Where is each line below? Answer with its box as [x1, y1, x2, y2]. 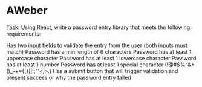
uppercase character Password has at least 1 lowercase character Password [6, 54, 197, 62]
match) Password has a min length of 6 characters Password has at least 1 [6, 48, 192, 55]
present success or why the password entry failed [6, 74, 131, 81]
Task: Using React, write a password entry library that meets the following [6, 24, 191, 31]
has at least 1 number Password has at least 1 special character [6, 61, 164, 68]
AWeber [6, 4, 48, 18]
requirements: [6, 30, 41, 37]
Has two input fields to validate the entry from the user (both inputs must [6, 42, 187, 49]
